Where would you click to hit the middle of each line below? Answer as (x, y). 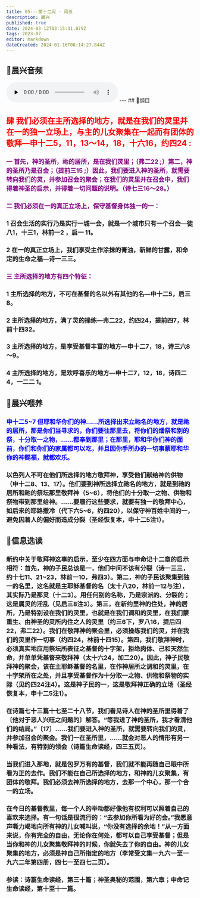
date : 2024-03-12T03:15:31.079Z (46, 28)
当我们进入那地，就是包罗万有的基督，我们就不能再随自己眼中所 (98, 764)
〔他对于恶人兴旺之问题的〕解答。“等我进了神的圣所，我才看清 (96, 720)
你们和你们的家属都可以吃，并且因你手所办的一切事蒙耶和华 (104, 448)
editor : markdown (28, 39)
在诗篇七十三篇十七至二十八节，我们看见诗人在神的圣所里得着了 (98, 711)
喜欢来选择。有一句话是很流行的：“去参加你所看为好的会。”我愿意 (99, 818)
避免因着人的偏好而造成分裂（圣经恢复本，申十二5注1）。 (87, 519)
